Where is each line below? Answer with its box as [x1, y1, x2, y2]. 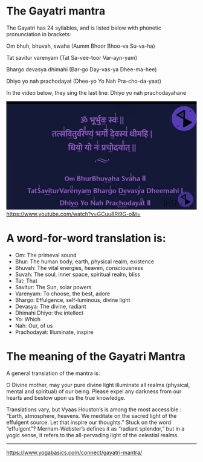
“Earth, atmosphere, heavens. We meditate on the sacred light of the [6, 412, 177, 419]
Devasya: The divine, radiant [14, 303, 86, 310]
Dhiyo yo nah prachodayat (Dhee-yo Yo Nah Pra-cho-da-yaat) [6, 77, 162, 85]
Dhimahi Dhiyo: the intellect [14, 309, 83, 316]
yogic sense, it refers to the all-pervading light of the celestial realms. [6, 431, 179, 438]
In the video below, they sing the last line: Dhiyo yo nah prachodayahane [6, 89, 187, 96]
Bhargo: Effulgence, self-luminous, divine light [14, 297, 130, 303]
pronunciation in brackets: [6, 30, 71, 37]
